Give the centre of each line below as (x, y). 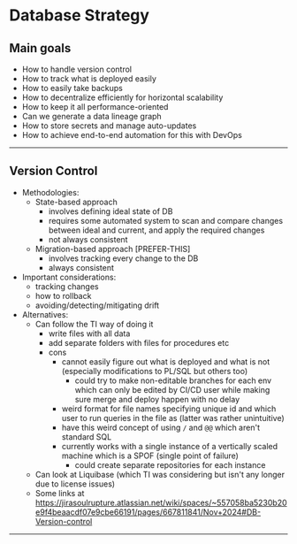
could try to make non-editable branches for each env (173, 380)
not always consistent (88, 239)
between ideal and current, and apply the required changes (156, 230)
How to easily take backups (72, 88)
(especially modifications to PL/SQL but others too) (155, 371)
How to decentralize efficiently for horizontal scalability (122, 97)
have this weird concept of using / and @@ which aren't (161, 427)
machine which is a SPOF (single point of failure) (150, 456)
